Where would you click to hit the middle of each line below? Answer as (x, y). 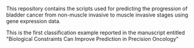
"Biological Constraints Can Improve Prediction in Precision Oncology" (93, 39)
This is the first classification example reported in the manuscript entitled (96, 33)
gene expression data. (34, 21)
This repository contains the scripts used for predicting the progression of (97, 9)
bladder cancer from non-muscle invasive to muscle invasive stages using (97, 15)
